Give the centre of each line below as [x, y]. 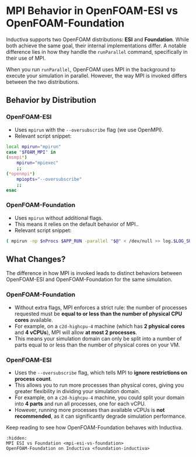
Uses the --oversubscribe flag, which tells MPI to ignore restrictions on [101, 373]
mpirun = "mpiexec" [38, 163]
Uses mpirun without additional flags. [59, 218]
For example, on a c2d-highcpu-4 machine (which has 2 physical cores [99, 326]
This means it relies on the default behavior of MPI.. [76, 224]
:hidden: [17, 438]
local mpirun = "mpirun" [34, 147]
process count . [33, 379]
